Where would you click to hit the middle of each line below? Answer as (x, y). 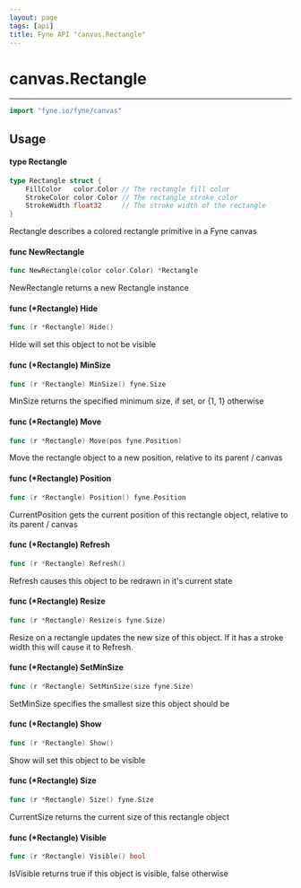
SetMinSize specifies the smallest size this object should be (120, 703)
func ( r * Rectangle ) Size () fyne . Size (82, 800)
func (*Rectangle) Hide (54, 308)
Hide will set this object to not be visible (83, 344)
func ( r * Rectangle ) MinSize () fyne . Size (88, 384)
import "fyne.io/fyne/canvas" (66, 111)
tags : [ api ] (31, 26)
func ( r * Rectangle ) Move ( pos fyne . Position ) (95, 440)
